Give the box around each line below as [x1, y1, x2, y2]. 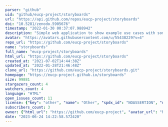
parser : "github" [5, 7, 41, 12]
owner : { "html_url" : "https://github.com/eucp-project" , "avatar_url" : [5, 109, 157, 115]
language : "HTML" [5, 91, 41, 96]
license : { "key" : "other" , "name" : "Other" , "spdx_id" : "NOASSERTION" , [5, 100, 158, 105]
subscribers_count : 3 [5, 105, 50, 110]
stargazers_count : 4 [5, 81, 48, 86]
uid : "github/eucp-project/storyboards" [5, 12, 91, 17]
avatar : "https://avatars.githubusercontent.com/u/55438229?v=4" [5, 35, 144, 40]
